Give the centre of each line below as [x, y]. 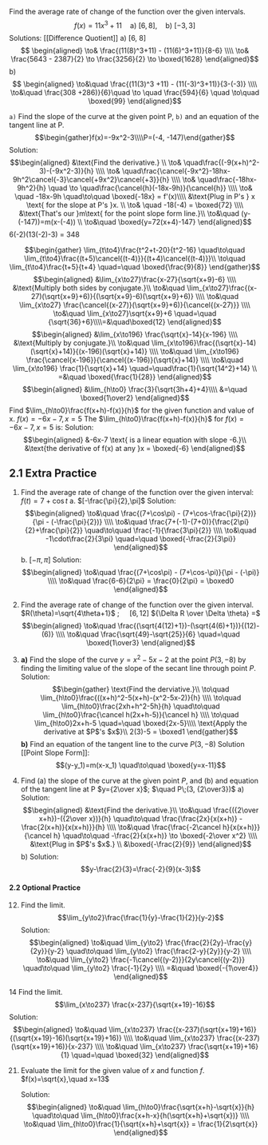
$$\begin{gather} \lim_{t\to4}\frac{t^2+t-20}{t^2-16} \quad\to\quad [135, 249]
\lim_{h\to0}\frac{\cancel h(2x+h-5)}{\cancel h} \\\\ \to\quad [141, 715]
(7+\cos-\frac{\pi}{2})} [219, 513]
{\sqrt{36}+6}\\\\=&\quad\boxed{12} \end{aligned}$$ [135, 321]
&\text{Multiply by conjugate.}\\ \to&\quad [81, 342]
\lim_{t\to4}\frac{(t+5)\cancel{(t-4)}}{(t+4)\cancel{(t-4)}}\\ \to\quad [135, 258]
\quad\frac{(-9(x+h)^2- [221, 162]
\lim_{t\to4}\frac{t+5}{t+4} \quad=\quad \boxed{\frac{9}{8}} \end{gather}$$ [135, 266]
